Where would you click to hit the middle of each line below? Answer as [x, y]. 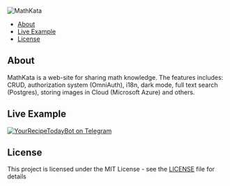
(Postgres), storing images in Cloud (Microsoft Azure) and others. [101, 92]
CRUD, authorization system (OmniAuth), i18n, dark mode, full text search [113, 85]
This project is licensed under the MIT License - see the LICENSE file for [111, 169]
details [17, 176]
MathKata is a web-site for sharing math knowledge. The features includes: [115, 77]
